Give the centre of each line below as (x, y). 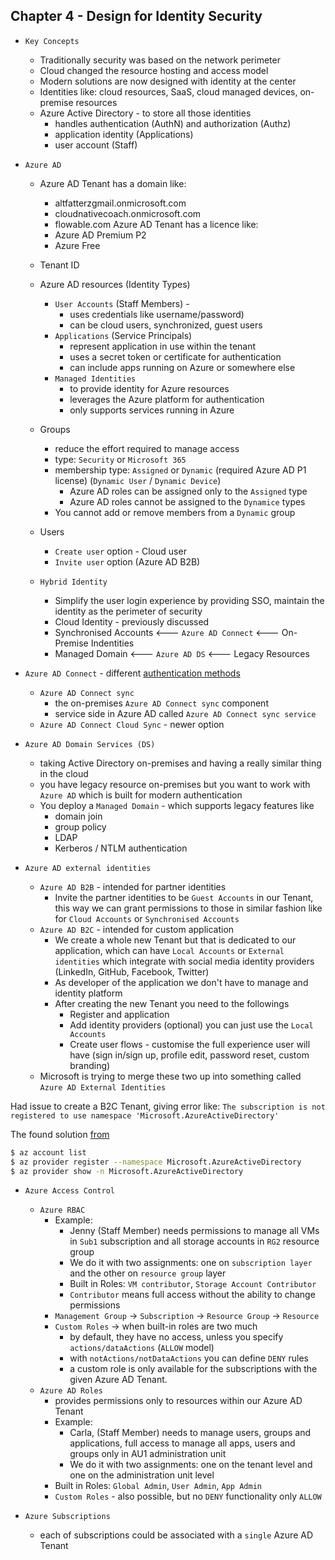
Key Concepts (52, 41)
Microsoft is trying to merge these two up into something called (170, 1076)
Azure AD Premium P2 (100, 235)
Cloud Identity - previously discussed (132, 621)
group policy (80, 826)
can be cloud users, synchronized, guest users (166, 325)
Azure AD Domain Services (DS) (90, 744)
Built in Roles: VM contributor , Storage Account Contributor (193, 1284)
